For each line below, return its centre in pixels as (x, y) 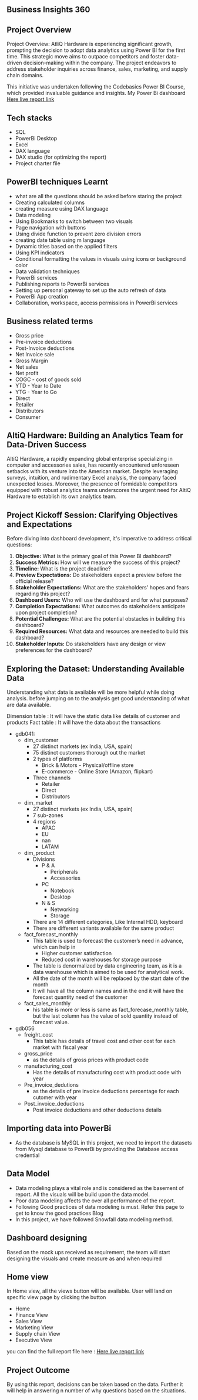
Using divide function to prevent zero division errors (78, 234)
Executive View (34, 1340)
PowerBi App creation (41, 296)
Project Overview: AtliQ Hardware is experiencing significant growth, (90, 44)
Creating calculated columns (50, 202)
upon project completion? (46, 612)
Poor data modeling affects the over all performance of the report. (95, 1201)
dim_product (39, 853)
